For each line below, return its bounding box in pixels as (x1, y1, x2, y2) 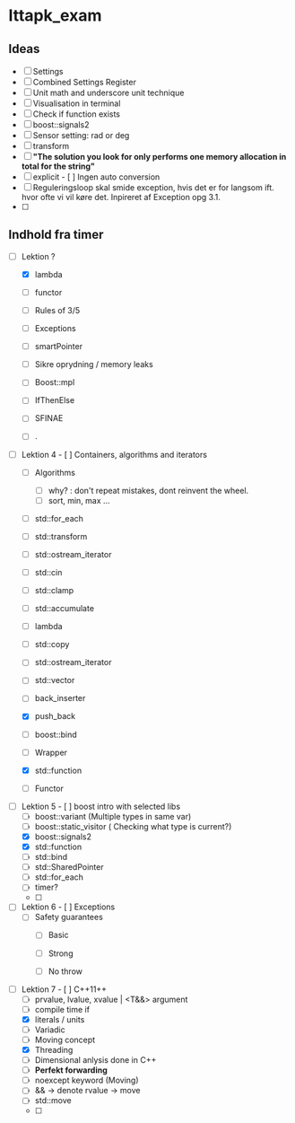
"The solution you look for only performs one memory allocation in (32, 152, 287, 162)
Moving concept (34, 1034, 96, 1045)
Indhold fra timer (8, 227, 104, 242)
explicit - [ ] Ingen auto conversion (32, 171, 161, 182)
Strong (48, 948, 74, 959)
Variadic (34, 1024, 66, 1035)
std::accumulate (34, 603, 95, 614)
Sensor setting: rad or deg (32, 130, 130, 140)
